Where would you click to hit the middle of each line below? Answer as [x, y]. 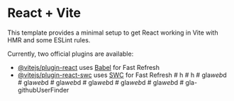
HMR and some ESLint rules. [49, 40]
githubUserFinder [43, 90]
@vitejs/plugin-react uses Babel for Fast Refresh [89, 67]
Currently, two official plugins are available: [71, 54]
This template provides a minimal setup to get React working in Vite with [113, 32]
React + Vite [44, 13]
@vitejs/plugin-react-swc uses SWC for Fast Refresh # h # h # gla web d [122, 75]
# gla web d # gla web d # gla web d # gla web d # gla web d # [101, 82]
